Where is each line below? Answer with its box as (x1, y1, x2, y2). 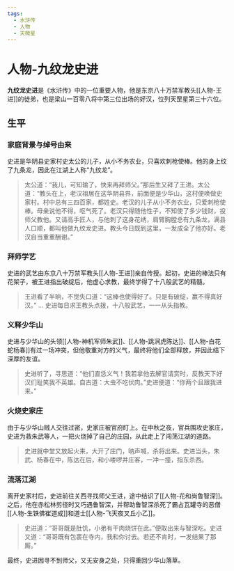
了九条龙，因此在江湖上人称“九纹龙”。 (7, 165, 117, 174)
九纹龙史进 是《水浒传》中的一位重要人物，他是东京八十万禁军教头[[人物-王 (7, 86, 222, 95)
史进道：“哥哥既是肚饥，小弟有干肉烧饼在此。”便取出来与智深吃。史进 (24, 524, 223, 533)
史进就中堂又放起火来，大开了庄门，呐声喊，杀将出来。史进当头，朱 (24, 446, 220, 455)
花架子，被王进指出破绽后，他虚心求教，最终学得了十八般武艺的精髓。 (7, 278, 209, 286)
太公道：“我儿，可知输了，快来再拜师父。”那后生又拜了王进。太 (24, 180, 204, 189)
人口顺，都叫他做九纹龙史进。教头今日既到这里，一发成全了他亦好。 (24, 224, 220, 232)
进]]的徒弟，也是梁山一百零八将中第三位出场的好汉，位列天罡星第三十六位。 (7, 95, 226, 103)
